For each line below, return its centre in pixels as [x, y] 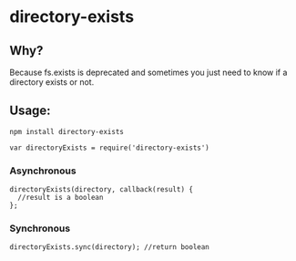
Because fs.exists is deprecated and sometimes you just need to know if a [148, 72]
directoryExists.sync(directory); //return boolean [109, 247]
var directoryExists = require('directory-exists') [109, 148]
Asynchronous [43, 171]
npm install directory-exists [67, 131]
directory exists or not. [52, 82]
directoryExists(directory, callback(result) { [102, 190]
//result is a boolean [61, 198]
